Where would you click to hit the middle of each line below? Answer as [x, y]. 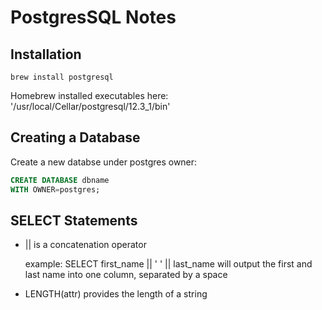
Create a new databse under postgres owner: [104, 162]
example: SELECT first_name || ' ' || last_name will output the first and [168, 264]
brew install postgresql [62, 77]
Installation [46, 54]
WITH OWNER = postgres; [55, 189]
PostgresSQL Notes [93, 17]
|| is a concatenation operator [85, 245]
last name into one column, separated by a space [126, 275]
